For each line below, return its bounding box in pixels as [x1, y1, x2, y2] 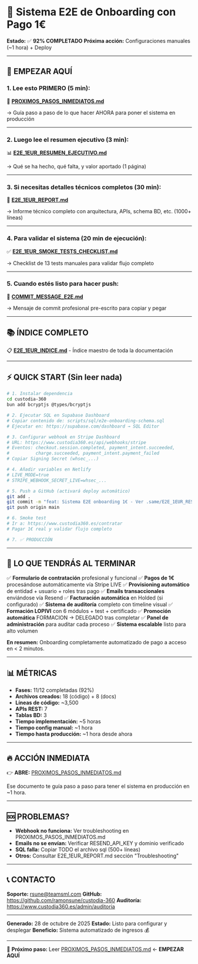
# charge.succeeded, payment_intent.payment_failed [6, 450, 160, 456]
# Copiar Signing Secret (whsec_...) [6, 456, 99, 462]
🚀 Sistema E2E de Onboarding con [6, 5, 176, 19]
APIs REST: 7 [15, 705, 48, 713]
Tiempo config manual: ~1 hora [15, 724, 93, 731]
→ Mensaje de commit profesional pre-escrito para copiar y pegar [6, 304, 167, 312]
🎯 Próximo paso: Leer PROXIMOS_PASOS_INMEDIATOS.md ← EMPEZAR [6, 945, 184, 953]
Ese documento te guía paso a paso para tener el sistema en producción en [6, 783, 190, 790]
